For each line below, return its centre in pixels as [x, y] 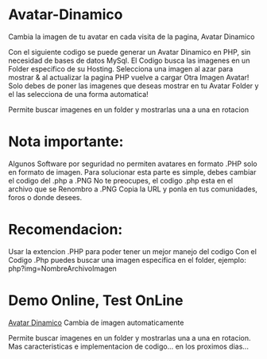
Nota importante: [66, 142]
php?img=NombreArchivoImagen [62, 268]
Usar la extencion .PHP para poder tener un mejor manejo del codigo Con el [132, 251]
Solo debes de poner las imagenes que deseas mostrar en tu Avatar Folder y [133, 86]
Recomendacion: [66, 230]
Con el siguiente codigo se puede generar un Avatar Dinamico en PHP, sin [130, 52]
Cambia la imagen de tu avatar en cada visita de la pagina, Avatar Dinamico [132, 37]
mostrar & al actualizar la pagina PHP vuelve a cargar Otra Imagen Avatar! [129, 77]
